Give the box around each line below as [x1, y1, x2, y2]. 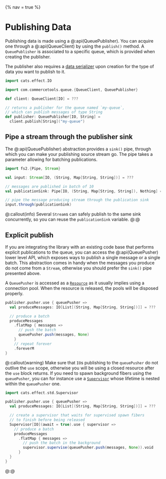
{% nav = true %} [5, 4, 41, 10]
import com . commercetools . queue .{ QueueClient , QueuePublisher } [5, 87, 138, 92]
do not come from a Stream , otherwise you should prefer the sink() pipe [5, 265, 152, 271]
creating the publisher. [5, 54, 51, 60]
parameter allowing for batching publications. [5, 156, 98, 162]
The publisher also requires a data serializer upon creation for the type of [5, 63, 154, 69]
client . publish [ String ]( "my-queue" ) [9, 119, 85, 124]
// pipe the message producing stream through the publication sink [5, 198, 149, 203]
